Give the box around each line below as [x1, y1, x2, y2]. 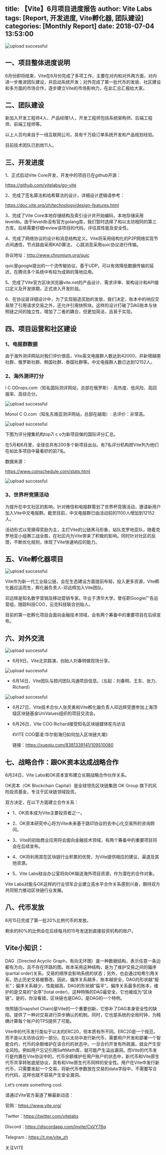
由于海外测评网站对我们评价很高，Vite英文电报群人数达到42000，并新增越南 [5, 352, 161, 358]
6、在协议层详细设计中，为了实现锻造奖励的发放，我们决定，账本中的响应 [5, 296, 155, 302]
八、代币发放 [5, 903, 44, 912]
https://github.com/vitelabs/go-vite [5, 182, 77, 188]
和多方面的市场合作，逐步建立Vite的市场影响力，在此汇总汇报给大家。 [5, 85, 147, 91]
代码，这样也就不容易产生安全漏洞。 [9, 1072, 83, 1078]
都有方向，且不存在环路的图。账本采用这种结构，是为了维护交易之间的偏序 [5, 964, 157, 970]
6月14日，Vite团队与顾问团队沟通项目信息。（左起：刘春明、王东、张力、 [12, 678, 160, 684]
